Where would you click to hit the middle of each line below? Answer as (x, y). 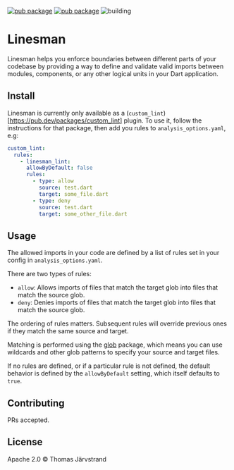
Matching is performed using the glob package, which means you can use (115, 345)
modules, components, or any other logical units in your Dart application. (113, 73)
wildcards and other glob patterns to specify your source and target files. (113, 352)
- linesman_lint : (45, 161)
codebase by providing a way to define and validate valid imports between (116, 66)
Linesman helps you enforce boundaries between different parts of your (112, 58)
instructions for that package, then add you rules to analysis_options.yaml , (117, 128)
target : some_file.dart (74, 194)
